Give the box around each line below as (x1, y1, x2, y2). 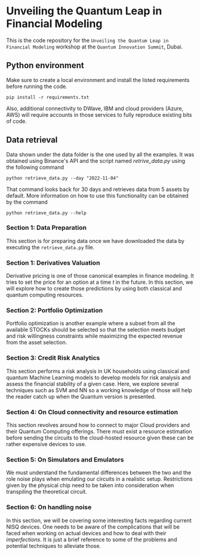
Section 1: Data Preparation (6, 223, 87, 232)
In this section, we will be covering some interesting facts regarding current (6, 517, 192, 524)
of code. (6, 117, 27, 125)
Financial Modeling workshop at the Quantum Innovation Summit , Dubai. (6, 43, 183, 50)
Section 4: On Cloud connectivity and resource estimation (6, 408, 178, 416)
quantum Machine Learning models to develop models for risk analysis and (6, 374, 191, 381)
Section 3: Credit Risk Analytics (6, 354, 100, 362)
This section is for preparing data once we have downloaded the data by (6, 237, 185, 244)
